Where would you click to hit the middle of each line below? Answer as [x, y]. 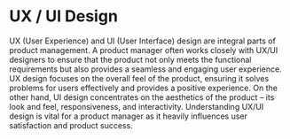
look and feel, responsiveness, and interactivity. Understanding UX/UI [137, 106]
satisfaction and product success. [71, 125]
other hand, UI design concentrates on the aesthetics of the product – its [142, 97]
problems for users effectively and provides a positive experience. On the [143, 88]
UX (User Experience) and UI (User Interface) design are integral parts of [143, 41]
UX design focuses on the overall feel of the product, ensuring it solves [139, 78]
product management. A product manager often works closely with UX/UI [144, 50]
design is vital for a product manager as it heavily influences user [129, 116]
